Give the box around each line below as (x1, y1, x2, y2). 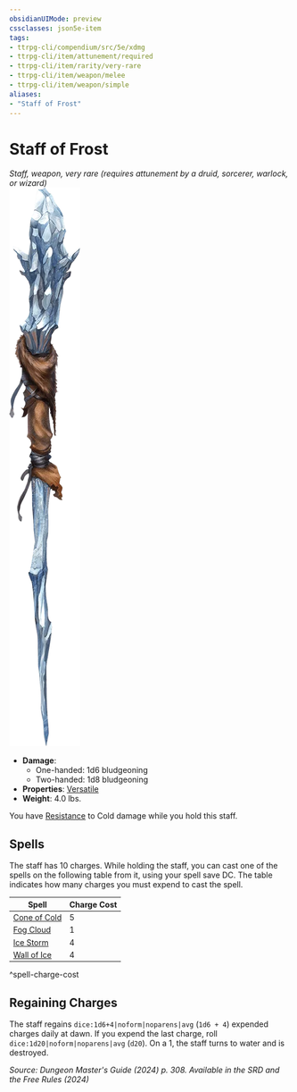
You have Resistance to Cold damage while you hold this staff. (9, 811, 238, 821)
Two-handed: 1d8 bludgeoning (35, 774, 149, 785)
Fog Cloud (12, 925, 52, 936)
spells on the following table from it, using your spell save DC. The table (9, 869, 274, 880)
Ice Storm (12, 937, 49, 947)
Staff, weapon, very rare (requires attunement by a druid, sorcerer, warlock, (9, 168, 289, 179)
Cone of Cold (12, 912, 62, 922)
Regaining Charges (9, 995, 118, 1010)
